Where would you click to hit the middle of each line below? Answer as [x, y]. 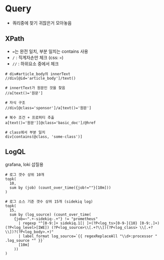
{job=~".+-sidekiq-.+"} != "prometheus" [56, 219]
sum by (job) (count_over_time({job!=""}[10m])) [60, 188]
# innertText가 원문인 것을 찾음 [35, 88]
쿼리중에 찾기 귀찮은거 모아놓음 [42, 23]
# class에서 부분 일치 [25, 132]
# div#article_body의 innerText [38, 74]
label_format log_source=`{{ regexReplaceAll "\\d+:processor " [90, 236]
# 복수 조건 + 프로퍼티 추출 [30, 117]
